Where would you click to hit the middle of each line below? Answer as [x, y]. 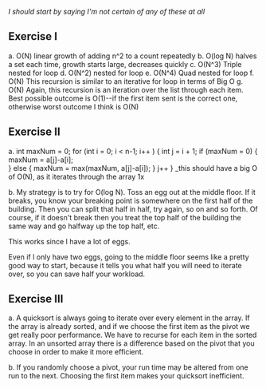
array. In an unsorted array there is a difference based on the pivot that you [131, 343]
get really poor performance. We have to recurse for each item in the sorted [133, 335]
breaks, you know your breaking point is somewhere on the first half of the [131, 200]
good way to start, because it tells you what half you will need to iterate [125, 265]
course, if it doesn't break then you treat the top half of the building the [125, 217]
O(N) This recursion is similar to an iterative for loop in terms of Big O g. [126, 81]
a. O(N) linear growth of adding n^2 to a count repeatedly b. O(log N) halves [133, 56]
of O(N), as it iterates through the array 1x [76, 176]
